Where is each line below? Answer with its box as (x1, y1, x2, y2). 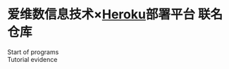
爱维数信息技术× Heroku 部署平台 (7, 6, 196, 23)
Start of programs (7, 47, 59, 56)
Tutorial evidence (7, 55, 58, 63)
